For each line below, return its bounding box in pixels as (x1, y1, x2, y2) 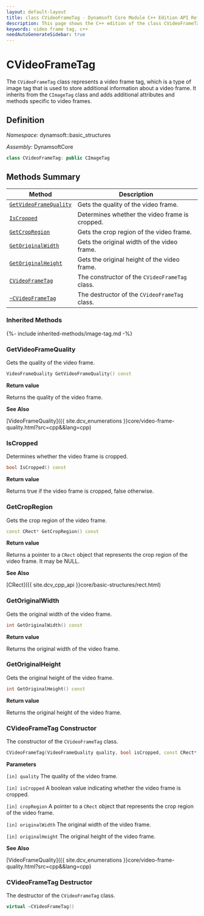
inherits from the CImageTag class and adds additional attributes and (6, 91, 175, 98)
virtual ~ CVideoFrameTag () (6, 904, 75, 910)
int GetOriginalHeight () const (6, 685, 86, 692)
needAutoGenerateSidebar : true (6, 32, 86, 38)
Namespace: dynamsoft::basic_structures (6, 131, 111, 138)
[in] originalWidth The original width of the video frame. (6, 821, 151, 828)
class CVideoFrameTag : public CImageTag (6, 155, 110, 161)
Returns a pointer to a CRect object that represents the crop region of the (6, 551, 188, 559)
